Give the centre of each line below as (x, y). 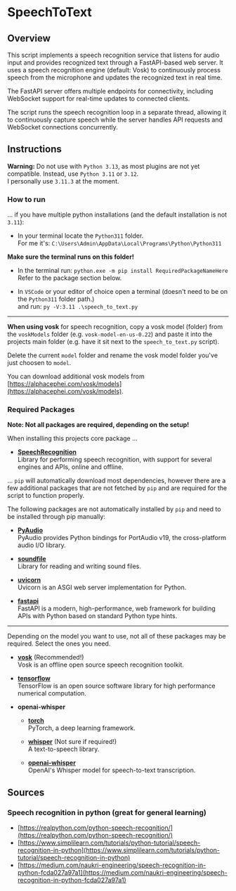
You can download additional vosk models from (76, 376)
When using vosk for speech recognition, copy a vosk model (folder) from (115, 327)
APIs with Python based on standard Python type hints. (97, 616)
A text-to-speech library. (64, 749)
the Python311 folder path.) (56, 299)
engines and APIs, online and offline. (71, 467)
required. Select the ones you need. (59, 643)
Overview (29, 38)
